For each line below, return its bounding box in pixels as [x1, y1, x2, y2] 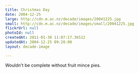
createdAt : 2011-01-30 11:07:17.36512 [5, 35, 85, 40]
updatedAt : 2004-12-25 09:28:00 [5, 40, 72, 45]
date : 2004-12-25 [5, 12, 41, 17]
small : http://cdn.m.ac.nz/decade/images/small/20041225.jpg [5, 21, 135, 26]
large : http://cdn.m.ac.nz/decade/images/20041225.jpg [5, 16, 121, 21]
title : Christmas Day [5, 7, 50, 12]
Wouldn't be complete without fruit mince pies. [5, 62, 101, 68]
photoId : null [5, 30, 35, 35]
